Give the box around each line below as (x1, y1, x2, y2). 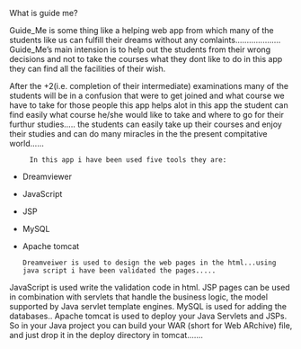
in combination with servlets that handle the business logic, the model (9, 291, 268, 302)
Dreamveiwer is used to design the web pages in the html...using (22, 258, 277, 267)
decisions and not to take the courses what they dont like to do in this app (9, 54, 283, 64)
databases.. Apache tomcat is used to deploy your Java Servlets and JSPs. (9, 310, 288, 321)
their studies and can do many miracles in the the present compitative (9, 129, 268, 139)
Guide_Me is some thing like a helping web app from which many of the (9, 25, 274, 35)
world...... (9, 139, 45, 148)
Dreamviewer (22, 171, 72, 182)
